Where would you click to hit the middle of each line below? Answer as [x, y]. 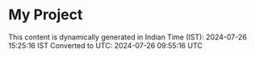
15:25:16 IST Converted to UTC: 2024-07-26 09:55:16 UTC [106, 45]
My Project [46, 15]
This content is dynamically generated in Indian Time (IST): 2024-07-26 [128, 37]
